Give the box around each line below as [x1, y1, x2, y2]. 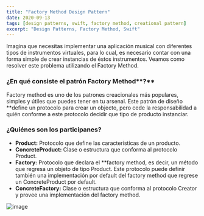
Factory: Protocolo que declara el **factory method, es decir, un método [15, 159, 199, 166]
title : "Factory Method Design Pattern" [6, 9, 111, 15]
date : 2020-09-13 [6, 15, 51, 21]
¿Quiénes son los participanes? [6, 125, 102, 134]
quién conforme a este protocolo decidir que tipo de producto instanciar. [6, 110, 189, 117]
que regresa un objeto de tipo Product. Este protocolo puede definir [15, 165, 186, 172]
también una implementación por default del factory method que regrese [15, 172, 199, 179]
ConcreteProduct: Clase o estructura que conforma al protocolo [15, 145, 178, 153]
